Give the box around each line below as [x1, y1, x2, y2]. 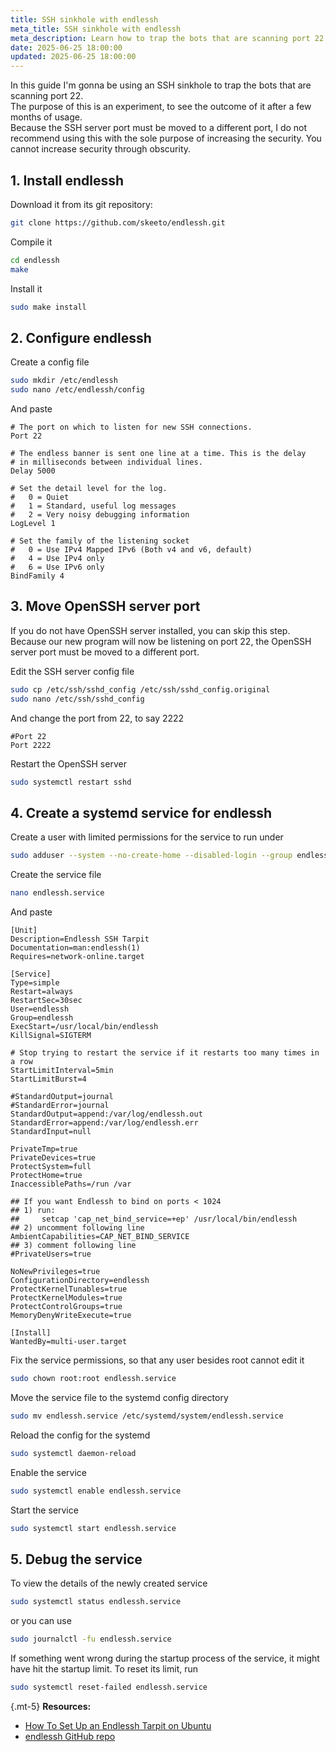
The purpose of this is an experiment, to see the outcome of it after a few [10, 101, 312, 113]
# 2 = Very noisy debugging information [10, 510, 190, 520]
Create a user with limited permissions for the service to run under [10, 831, 284, 843]
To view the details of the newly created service [10, 1577, 208, 1590]
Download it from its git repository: [10, 198, 153, 210]
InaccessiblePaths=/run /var [10, 1179, 132, 1189]
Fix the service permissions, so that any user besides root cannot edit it [10, 1354, 305, 1366]
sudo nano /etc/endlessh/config [10, 385, 145, 395]
